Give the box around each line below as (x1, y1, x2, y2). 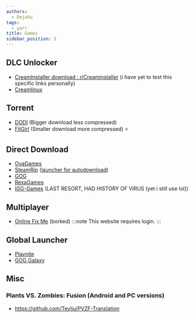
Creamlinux (14, 86, 43, 93)
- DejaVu (11, 14, 33, 20)
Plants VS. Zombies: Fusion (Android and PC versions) (6, 291, 165, 300)
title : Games (6, 31, 38, 37)
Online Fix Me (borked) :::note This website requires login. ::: (14, 218, 162, 225)
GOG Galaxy (14, 257, 45, 264)
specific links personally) (14, 79, 75, 87)
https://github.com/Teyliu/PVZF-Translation (14, 304, 120, 312)
